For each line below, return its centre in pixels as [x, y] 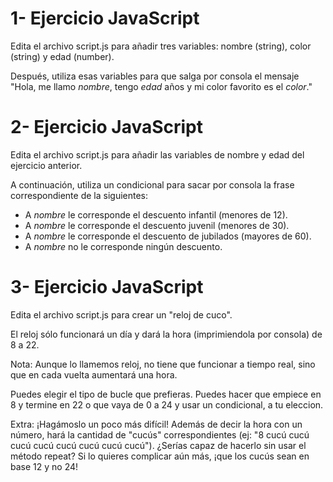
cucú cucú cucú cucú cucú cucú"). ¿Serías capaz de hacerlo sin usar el [158, 445]
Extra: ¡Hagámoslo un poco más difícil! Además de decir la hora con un [156, 424]
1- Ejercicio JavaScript [105, 18]
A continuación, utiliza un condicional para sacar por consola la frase [152, 184]
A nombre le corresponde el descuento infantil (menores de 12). [156, 214]
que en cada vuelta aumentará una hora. [94, 374]
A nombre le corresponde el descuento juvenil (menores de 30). [157, 225]
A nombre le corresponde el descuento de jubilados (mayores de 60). [168, 236]
